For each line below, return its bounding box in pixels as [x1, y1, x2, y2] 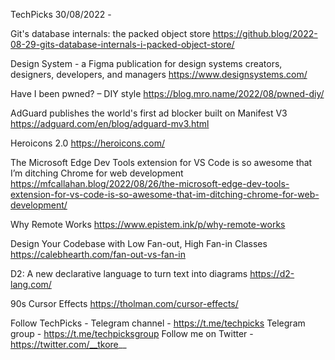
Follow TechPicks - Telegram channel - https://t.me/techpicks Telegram [10, 317, 306, 329]
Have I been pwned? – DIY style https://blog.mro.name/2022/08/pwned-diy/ [10, 88, 325, 99]
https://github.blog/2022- [212, 28, 318, 39]
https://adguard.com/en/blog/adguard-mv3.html [10, 118, 210, 129]
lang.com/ [10, 279, 52, 290]
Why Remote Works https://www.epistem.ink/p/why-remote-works [10, 219, 286, 230]
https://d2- [249, 268, 295, 279]
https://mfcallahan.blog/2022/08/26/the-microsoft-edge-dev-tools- [10, 178, 290, 189]
